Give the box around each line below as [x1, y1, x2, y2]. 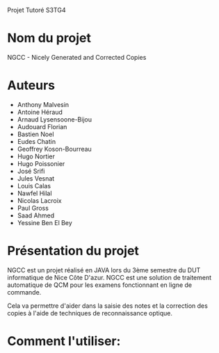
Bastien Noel [17, 130, 54, 138]
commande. [7, 288, 42, 296]
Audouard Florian [17, 122, 67, 131]
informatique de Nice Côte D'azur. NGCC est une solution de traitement [7, 273, 212, 281]
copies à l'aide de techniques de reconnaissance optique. [7, 309, 172, 317]
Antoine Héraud [17, 108, 63, 116]
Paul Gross [17, 204, 49, 212]
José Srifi [17, 167, 45, 175]
